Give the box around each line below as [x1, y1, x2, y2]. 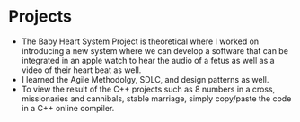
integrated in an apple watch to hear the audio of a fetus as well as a [21, 55, 275, 65]
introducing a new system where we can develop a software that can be [21, 45, 289, 56]
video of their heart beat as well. [21, 65, 142, 75]
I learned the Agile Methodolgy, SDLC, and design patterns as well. [21, 74, 269, 84]
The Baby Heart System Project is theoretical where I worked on [21, 36, 260, 47]
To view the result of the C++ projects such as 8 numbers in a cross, [21, 83, 276, 94]
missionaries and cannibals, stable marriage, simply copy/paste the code [21, 92, 292, 104]
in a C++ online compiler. [21, 102, 115, 113]
